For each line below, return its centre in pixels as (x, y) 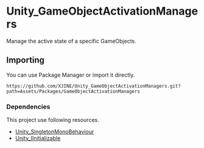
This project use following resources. (53, 120)
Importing (25, 60)
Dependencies (28, 107)
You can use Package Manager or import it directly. (71, 75)
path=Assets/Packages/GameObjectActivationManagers (73, 91)
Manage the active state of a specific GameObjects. (72, 41)
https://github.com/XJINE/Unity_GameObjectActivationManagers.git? (94, 86)
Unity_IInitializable (38, 138)
